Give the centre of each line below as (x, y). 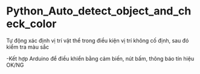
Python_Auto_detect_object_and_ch (99, 11)
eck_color (31, 24)
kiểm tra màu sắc (28, 47)
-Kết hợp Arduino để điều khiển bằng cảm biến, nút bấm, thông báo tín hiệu (100, 58)
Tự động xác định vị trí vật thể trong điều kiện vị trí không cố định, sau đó (98, 40)
